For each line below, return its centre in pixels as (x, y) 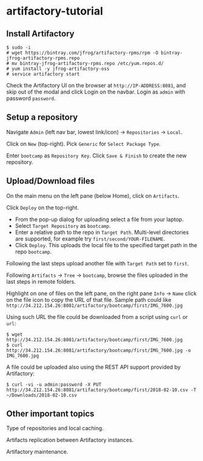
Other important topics (51, 414)
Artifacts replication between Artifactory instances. (70, 440)
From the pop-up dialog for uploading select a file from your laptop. (99, 219)
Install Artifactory (40, 34)
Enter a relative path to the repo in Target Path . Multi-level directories (102, 232)
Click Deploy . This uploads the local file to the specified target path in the (106, 245)
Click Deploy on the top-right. (43, 207)
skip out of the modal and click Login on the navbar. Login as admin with (96, 92)
